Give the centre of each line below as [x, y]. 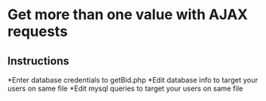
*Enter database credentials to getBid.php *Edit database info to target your [133, 80]
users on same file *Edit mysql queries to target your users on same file [125, 88]
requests [38, 31]
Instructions [38, 61]
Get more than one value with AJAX [128, 15]
